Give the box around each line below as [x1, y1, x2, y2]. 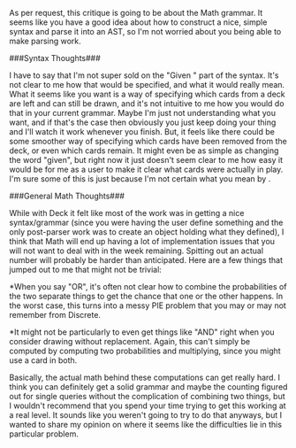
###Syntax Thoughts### [9, 53, 102, 63]
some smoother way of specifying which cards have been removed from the [9, 136, 287, 146]
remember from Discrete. [9, 310, 102, 320]
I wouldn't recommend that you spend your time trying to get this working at [9, 400, 286, 411]
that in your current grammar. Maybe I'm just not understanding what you [9, 108, 277, 118]
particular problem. [9, 429, 80, 439]
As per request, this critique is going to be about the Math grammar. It [9, 8, 263, 18]
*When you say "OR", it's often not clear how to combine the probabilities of [9, 282, 287, 291]
